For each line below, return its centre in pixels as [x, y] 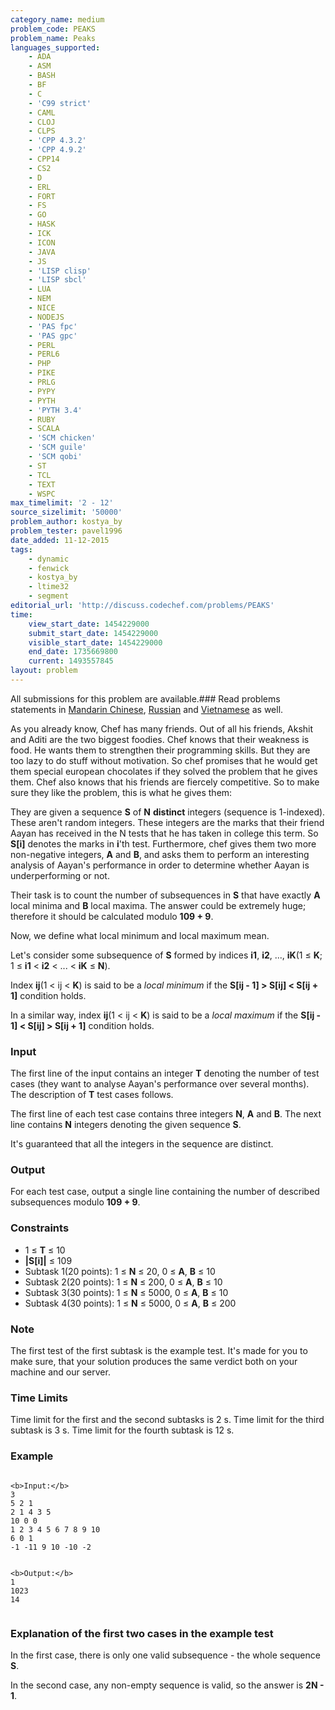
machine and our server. [60, 1372]
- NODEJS [46, 317]
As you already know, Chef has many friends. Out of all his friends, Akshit [162, 728]
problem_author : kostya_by [66, 522]
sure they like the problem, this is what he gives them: [121, 792]
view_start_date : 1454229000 [89, 624]
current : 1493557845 [71, 661]
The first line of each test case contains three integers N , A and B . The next [166, 1114]
